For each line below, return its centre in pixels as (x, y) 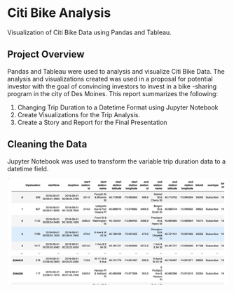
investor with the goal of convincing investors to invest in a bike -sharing (112, 86)
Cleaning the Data (47, 144)
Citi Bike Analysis (59, 13)
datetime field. (28, 168)
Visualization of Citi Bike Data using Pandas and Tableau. (89, 32)
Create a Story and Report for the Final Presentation (92, 122)
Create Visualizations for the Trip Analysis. (78, 114)
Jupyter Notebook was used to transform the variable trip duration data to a (117, 161)
